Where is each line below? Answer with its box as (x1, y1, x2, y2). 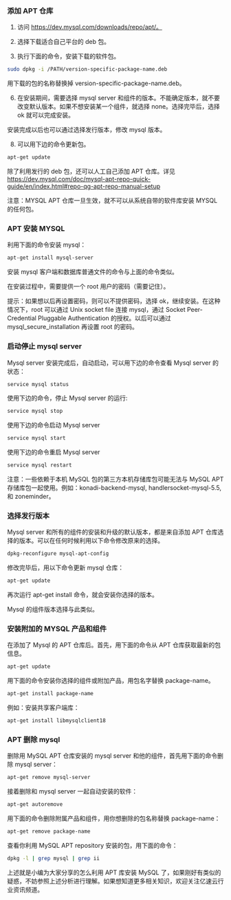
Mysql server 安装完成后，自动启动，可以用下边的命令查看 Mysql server (7, 359, 211, 367)
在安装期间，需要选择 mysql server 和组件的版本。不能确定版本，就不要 (16, 94, 220, 102)
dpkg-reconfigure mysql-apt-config (7, 550, 109, 557)
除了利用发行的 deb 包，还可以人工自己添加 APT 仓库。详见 (7, 167, 175, 176)
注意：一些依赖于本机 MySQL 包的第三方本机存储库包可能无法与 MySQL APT (7, 475, 224, 484)
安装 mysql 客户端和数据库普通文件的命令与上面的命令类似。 (7, 268, 179, 276)
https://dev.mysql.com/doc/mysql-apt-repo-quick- (7, 175, 151, 183)
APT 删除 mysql (7, 734, 60, 744)
